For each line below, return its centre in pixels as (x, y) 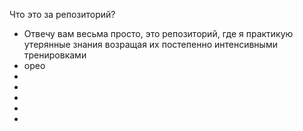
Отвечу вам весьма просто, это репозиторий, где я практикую (158, 33)
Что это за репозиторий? (62, 14)
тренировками (55, 55)
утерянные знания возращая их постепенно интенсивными (150, 44)
